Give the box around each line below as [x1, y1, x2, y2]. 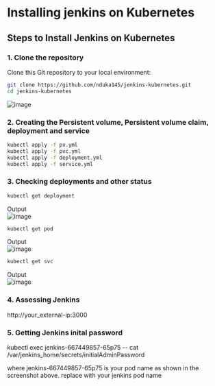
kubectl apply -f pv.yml [7, 141, 78, 148]
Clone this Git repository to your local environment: [7, 68, 151, 76]
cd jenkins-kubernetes [7, 88, 72, 95]
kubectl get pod [7, 225, 53, 232]
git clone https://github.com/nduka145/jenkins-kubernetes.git [7, 81, 192, 88]
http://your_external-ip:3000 [7, 311, 88, 319]
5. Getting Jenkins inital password [7, 328, 123, 337]
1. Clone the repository [7, 53, 84, 62]
